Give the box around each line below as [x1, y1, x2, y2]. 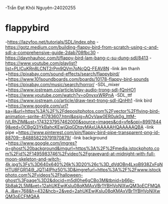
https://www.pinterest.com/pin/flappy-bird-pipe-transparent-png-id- [18, 129, 160, 135]
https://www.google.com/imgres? [8, 140, 77, 146]
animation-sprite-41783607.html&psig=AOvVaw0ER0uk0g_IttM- [5, 113, 136, 119]
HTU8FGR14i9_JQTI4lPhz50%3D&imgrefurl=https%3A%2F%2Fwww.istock [5, 166, 161, 172]
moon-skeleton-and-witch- [5, 156, 61, 162]
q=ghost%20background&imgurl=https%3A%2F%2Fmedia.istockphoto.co [5, 145, 160, 151]
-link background [72, 134, 107, 140]
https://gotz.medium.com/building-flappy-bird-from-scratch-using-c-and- [5, 44, 159, 50]
